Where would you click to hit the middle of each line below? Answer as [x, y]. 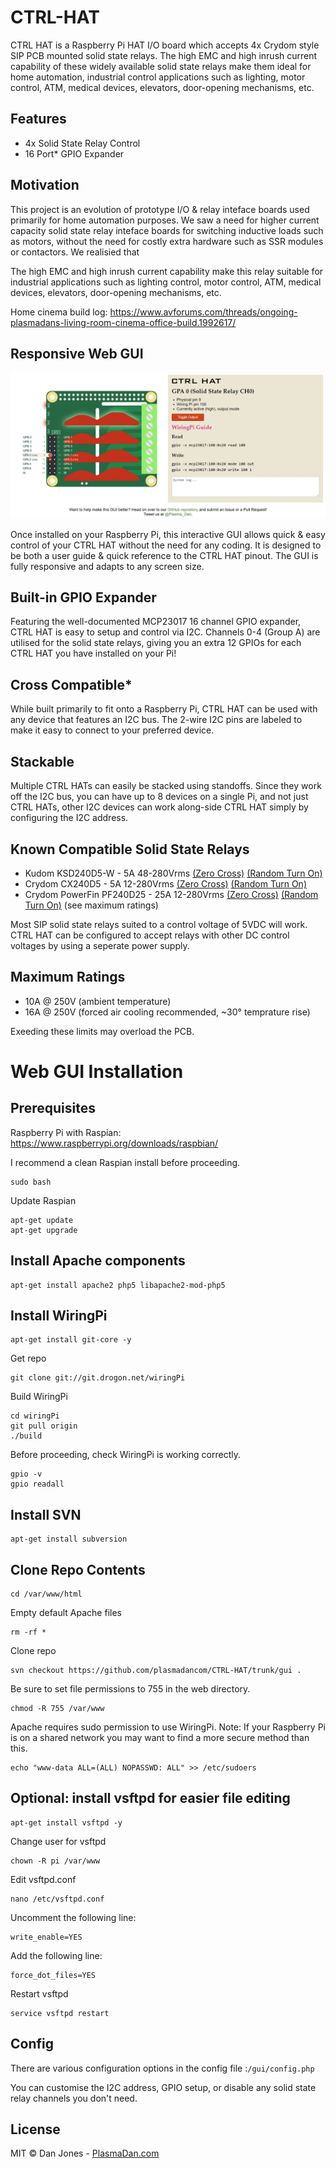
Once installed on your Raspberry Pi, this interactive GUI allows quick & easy [168, 534]
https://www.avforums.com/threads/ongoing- [203, 312]
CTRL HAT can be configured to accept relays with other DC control [150, 935]
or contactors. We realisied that [75, 252]
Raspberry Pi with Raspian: [66, 1132]
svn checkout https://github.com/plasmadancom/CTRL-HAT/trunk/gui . [156, 1670]
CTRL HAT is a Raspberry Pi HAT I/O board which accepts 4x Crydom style [165, 45]
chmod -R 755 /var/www [57, 1708]
